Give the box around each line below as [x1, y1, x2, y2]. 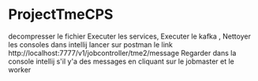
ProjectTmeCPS [8, 6, 114, 24]
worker [8, 64, 32, 74]
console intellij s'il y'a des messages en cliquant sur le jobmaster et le [8, 57, 235, 66]
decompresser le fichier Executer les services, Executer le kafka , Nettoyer [8, 31, 251, 41]
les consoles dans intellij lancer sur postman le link [8, 39, 174, 49]
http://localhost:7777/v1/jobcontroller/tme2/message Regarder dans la [8, 48, 237, 57]
